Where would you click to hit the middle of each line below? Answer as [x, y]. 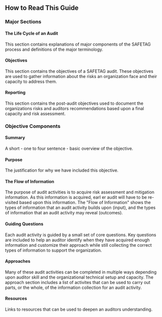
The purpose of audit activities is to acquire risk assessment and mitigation [80, 192]
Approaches [18, 261]
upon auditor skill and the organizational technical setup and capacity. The [79, 277]
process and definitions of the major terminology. [54, 49]
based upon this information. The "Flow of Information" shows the [85, 203]
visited [12, 203]
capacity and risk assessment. [35, 113]
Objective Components [33, 126]
